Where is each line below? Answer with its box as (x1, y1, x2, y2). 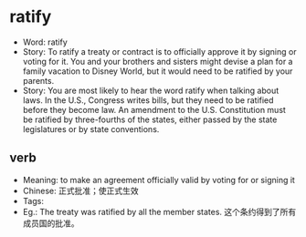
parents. (22, 75, 55, 86)
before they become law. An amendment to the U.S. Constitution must (22, 104, 286, 115)
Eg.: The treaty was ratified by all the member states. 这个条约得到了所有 (22, 206, 297, 217)
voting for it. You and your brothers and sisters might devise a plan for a (22, 56, 293, 67)
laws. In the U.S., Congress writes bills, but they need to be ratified (22, 94, 274, 106)
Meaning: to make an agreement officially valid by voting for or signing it (22, 174, 295, 185)
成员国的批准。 (22, 217, 79, 229)
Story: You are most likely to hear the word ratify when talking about (22, 85, 280, 96)
